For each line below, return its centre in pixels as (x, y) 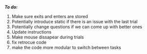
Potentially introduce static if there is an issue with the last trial (74, 22)
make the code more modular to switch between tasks (66, 47)
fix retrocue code (29, 42)
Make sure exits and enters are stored (50, 16)
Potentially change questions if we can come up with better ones (77, 27)
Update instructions (31, 32)
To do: (11, 7)
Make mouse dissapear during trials (48, 37)
